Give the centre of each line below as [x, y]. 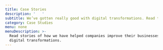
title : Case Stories [26, 9]
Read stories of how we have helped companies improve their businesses [84, 36]
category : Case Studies [29, 23]
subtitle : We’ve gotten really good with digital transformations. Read [80, 18]
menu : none [16, 27]
